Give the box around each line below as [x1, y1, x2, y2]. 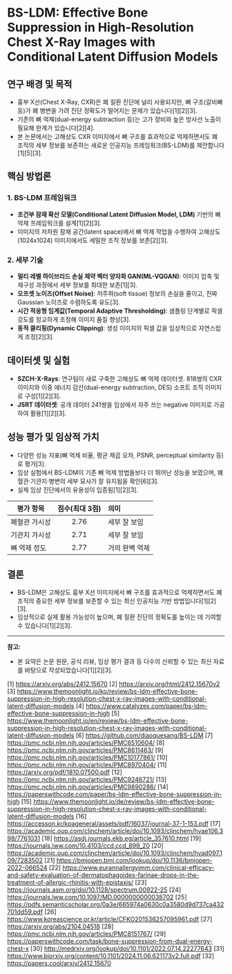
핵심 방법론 [7, 171, 52, 183]
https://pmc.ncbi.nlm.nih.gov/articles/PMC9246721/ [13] [7, 775, 167, 784]
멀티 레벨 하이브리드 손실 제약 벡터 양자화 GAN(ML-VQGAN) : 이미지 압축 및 [17, 272, 220, 280]
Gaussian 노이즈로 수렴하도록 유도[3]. [17, 297, 121, 306]
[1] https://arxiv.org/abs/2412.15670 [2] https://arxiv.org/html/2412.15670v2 [7, 680, 220, 688]
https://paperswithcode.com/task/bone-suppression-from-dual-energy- [7, 937, 213, 946]
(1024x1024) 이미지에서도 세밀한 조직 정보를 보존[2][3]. [17, 236, 168, 244]
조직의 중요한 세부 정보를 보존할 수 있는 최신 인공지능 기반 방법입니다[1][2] [17, 597, 217, 605]
